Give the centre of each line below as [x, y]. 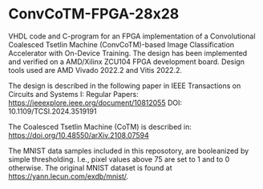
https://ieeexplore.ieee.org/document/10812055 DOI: [95, 103]
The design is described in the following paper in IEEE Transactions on [125, 86]
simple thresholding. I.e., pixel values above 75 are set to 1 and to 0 [119, 159]
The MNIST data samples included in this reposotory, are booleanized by [129, 151]
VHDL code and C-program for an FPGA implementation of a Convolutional [132, 36]
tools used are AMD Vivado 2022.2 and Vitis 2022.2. [95, 70]
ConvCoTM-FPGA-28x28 [94, 14]
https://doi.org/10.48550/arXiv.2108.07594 [79, 135]
